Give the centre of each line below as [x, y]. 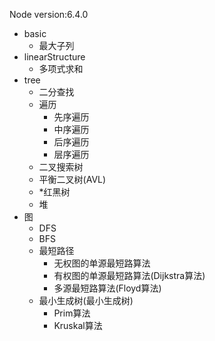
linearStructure [54, 57]
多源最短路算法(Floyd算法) [107, 288]
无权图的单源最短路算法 [102, 263]
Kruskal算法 [78, 325]
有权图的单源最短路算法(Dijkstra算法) [129, 275]
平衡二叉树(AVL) [72, 179]
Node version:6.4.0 [49, 14]
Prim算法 [72, 313]
